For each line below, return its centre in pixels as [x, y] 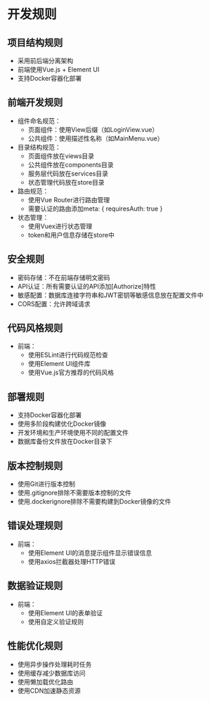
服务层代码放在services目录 [68, 173]
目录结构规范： [39, 147]
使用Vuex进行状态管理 [60, 226]
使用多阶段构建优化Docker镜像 [62, 424]
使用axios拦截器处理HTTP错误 [72, 561]
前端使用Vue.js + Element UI [58, 70]
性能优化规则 [35, 646]
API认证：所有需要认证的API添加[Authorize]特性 [87, 286]
